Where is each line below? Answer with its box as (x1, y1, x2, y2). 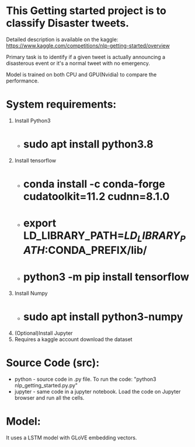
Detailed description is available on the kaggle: (6, 36, 119, 43)
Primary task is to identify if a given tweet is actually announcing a (6, 53, 165, 60)
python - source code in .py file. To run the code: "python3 (14, 376, 156, 383)
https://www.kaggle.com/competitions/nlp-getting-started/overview (6, 42, 170, 49)
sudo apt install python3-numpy (23, 310, 183, 323)
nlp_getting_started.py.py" (14, 381, 78, 388)
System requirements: (6, 98, 117, 111)
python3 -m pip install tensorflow (23, 270, 190, 283)
